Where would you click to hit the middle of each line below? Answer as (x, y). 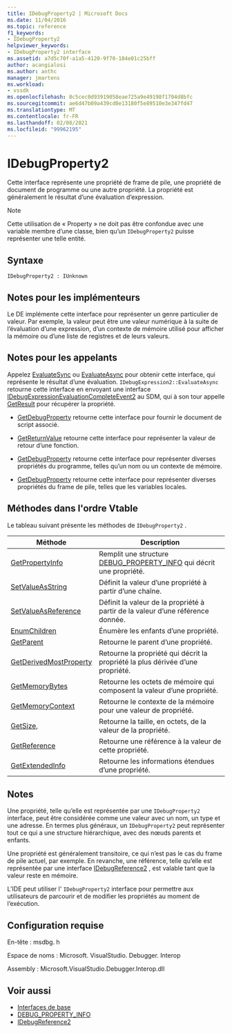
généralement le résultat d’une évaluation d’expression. (86, 197)
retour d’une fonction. (48, 445)
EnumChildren (33, 631)
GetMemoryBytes (39, 686)
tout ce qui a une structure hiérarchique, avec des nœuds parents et (104, 833)
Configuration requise (56, 926)
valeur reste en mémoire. (42, 875)
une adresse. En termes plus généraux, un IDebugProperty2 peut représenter (116, 826)
